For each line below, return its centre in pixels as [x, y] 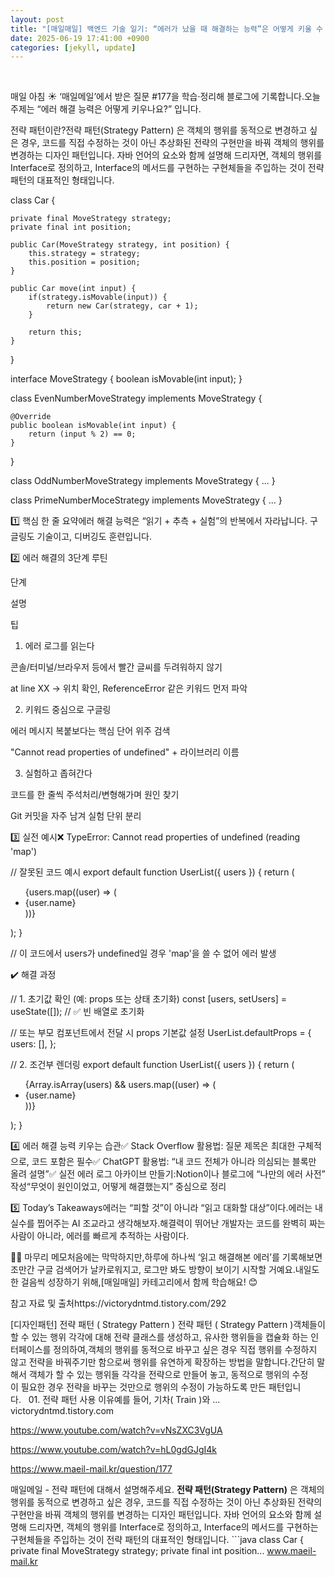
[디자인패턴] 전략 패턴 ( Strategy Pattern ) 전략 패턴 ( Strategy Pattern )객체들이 [168, 1325]
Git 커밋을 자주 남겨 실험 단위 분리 [76, 816]
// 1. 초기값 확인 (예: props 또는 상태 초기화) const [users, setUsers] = [149, 999]
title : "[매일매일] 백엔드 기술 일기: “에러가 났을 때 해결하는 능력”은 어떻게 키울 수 [167, 29]
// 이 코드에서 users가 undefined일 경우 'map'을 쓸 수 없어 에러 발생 [143, 953]
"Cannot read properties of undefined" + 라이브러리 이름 [125, 752]
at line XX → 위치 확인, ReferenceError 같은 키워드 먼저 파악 [129, 688]
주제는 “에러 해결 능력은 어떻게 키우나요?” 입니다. [106, 109]
